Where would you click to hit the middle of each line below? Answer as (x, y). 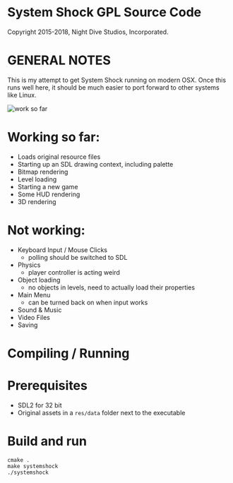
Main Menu (34, 294)
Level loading (37, 179)
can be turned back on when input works (88, 302)
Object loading (39, 280)
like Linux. (22, 95)
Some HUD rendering (49, 194)
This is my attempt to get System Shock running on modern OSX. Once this (117, 80)
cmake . (19, 460)
